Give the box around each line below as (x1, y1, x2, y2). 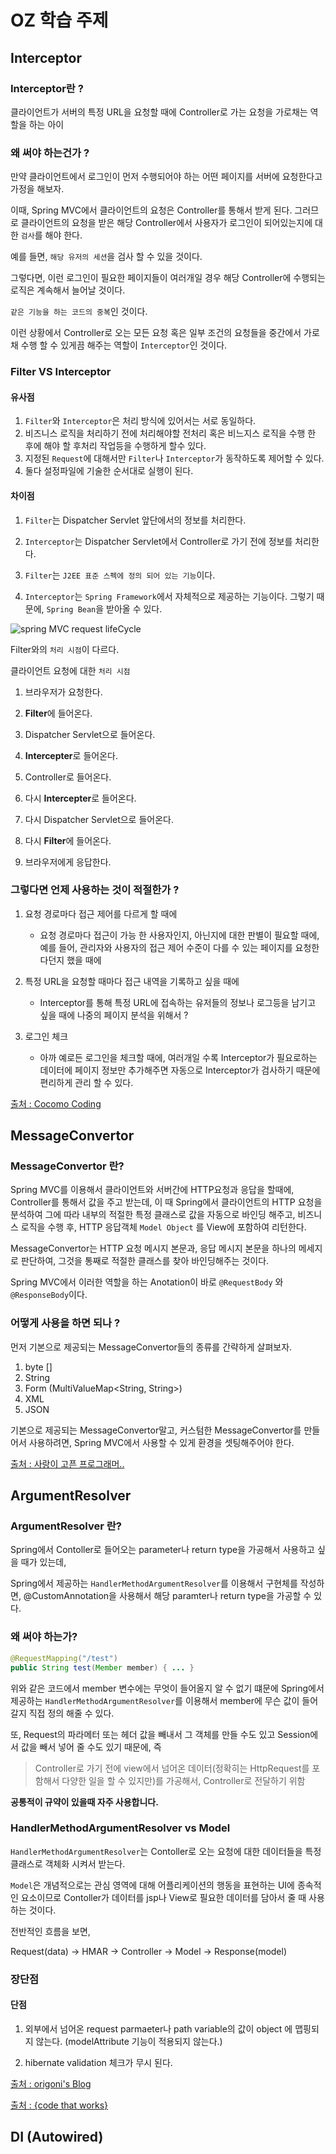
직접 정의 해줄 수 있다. (28, 1707, 115, 1719)
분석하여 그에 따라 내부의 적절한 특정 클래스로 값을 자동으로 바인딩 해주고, (10, 1209, 296, 1221)
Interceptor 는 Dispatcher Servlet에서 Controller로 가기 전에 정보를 (24, 535, 293, 547)
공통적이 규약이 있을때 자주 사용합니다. (10, 1796, 159, 1808)
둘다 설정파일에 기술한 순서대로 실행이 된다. (24, 465, 194, 477)
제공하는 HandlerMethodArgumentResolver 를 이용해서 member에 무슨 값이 (10, 1694, 300, 1706)
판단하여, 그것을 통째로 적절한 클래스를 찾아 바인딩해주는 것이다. (20, 1255, 270, 1267)
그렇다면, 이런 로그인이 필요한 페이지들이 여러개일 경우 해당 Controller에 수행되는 (10, 272, 326, 284)
